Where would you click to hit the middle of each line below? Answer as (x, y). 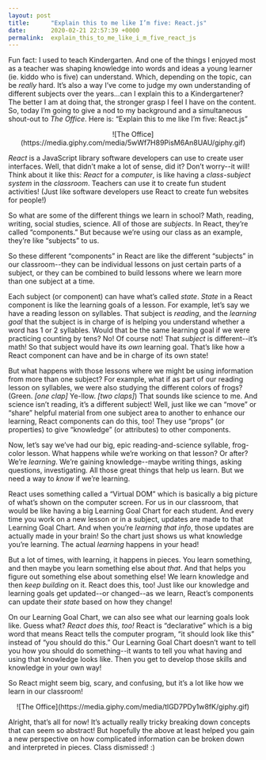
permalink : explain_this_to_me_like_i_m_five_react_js (102, 38)
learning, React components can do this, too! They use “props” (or (116, 421)
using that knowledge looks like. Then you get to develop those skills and (127, 659)
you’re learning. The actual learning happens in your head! (104, 545)
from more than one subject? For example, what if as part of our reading (126, 379)
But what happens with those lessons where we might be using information (131, 371)
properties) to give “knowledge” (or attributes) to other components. (120, 430)
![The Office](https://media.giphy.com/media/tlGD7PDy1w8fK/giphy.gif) (133, 707)
